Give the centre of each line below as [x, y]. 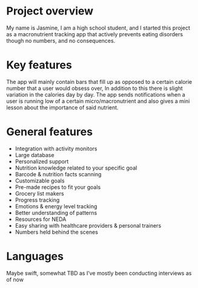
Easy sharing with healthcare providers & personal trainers [88, 225]
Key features [39, 65]
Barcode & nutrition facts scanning [58, 174]
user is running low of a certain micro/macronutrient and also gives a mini [98, 101]
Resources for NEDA [41, 219]
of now [15, 280]
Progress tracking [37, 200]
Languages [35, 256]
